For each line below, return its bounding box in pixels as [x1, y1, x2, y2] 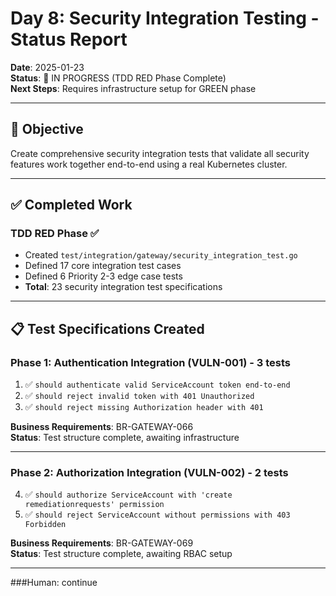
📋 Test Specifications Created [10, 320, 205, 337]
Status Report [10, 28, 128, 51]
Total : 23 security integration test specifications [24, 281, 223, 293]
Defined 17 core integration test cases [24, 260, 182, 272]
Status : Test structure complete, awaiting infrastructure [10, 432, 240, 444]
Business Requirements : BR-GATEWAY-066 [10, 421, 194, 433]
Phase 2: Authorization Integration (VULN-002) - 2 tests [10, 466, 289, 480]
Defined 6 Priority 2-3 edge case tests [24, 270, 183, 282]
